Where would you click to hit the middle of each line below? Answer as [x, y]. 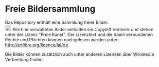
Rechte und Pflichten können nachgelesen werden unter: [62, 39]
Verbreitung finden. [25, 59]
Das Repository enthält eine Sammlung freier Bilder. [57, 22]
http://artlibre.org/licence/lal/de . [37, 45]
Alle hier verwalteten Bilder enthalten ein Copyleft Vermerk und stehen [83, 29]
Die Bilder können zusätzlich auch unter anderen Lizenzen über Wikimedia [79, 54]
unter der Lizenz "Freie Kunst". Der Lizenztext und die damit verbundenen [79, 34]
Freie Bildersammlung [50, 9]
